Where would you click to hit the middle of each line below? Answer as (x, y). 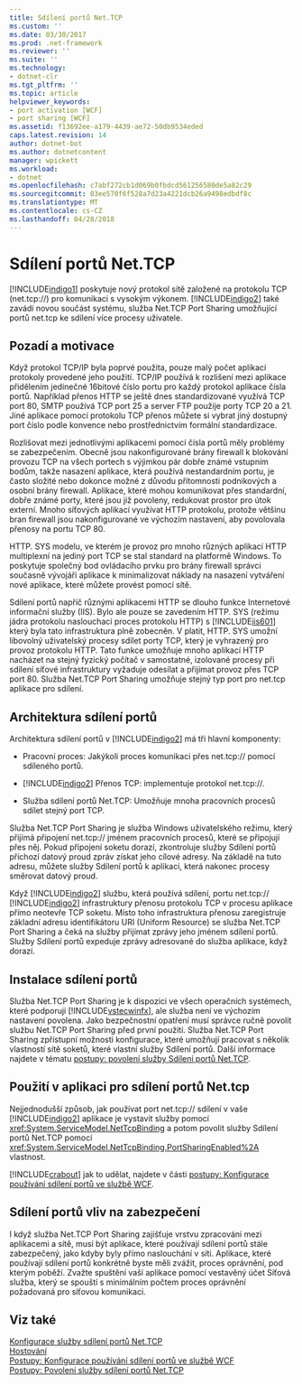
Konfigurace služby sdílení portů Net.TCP (86, 1342)
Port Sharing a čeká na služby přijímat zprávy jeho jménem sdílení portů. (144, 932)
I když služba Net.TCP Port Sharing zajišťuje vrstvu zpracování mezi (136, 1234)
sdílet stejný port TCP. (64, 811)
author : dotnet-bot (46, 144)
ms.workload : (34, 169)
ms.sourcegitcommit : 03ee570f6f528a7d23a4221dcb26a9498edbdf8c (131, 194)
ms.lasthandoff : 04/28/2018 (62, 219)
